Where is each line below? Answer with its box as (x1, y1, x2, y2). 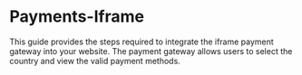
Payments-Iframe (9, 6, 145, 27)
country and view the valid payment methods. (9, 55, 181, 66)
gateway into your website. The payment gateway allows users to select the (9, 45, 293, 56)
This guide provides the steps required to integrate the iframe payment (9, 36, 274, 47)
